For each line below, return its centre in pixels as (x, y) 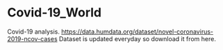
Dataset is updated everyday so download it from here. (138, 38)
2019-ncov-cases (32, 38)
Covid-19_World (55, 13)
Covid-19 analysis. (34, 32)
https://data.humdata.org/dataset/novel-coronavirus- (138, 32)
